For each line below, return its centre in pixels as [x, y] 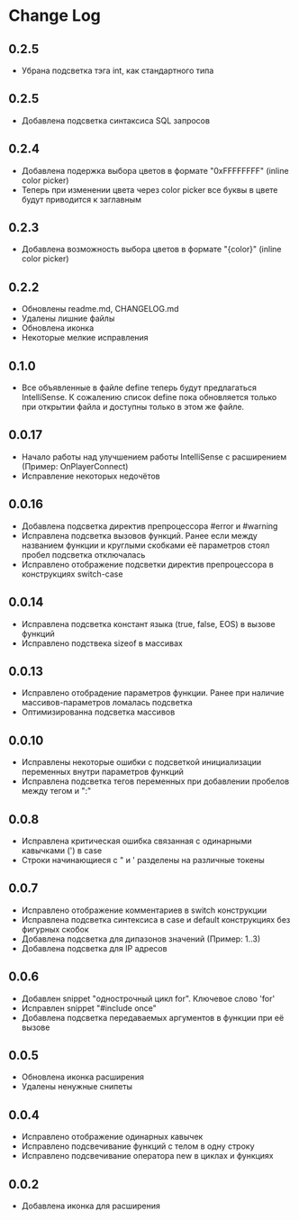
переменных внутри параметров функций [102, 772]
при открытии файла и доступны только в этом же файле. [133, 407]
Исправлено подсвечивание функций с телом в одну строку [138, 1146]
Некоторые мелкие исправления [85, 338]
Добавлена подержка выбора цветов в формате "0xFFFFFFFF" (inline [155, 170]
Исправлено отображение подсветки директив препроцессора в [147, 564]
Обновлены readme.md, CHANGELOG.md [100, 309]
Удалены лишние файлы [68, 319]
